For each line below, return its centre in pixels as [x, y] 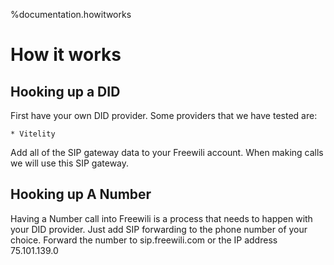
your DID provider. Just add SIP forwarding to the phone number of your [159, 229]
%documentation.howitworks [71, 14]
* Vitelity [33, 134]
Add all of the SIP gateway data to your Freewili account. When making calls [167, 152]
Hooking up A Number [81, 194]
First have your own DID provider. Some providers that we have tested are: [164, 115]
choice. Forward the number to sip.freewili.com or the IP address [144, 240]
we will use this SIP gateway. [70, 163]
